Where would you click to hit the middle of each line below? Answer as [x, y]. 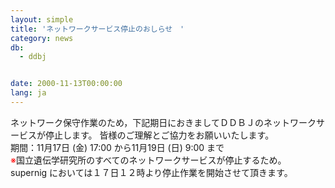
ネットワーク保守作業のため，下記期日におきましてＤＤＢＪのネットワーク [163, 122]
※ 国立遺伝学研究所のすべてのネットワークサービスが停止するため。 [148, 160]
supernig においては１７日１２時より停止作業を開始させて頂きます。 [151, 172]
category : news [42, 38]
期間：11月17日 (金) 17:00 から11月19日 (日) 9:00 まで [117, 147]
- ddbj [33, 57]
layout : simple [42, 19]
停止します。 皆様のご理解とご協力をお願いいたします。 [159, 135]
